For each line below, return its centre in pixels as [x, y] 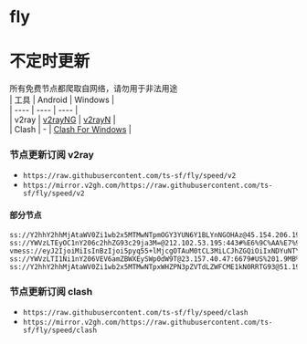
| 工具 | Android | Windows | [62, 100]
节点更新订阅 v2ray [52, 155]
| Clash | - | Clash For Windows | [71, 130]
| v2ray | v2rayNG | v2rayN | [63, 120]
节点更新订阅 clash [51, 291]
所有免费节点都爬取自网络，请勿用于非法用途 [94, 89]
